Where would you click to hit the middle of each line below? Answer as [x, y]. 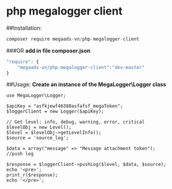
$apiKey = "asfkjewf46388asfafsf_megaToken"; [64, 106]
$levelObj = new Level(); [39, 128]
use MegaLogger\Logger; [36, 96]
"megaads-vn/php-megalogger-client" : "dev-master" [81, 67]
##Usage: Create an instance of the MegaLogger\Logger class [86, 85]
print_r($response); [32, 175]
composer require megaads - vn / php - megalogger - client [73, 39]
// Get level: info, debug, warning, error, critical [76, 122]
